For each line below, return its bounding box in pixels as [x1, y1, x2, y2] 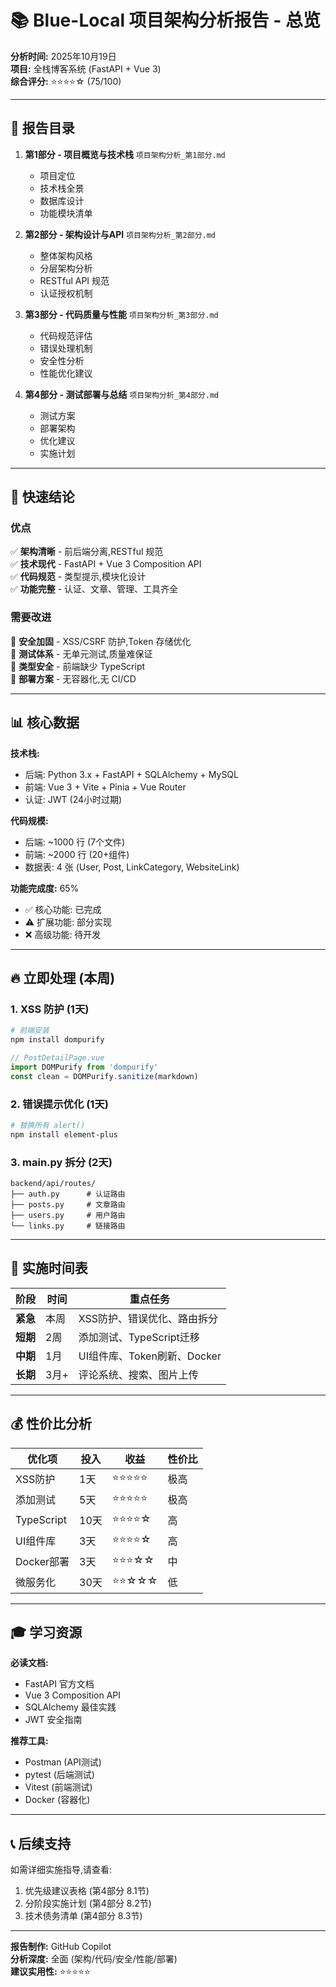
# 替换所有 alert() [10, 1120, 86, 1130]
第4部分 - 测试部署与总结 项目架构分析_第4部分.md [24, 388, 220, 400]
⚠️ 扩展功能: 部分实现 [24, 916, 113, 928]
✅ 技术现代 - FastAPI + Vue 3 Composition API [10, 558, 202, 570]
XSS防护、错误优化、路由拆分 [78, 1311, 219, 1325]
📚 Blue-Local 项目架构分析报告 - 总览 [10, 9, 321, 32]
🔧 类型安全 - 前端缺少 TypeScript [10, 660, 146, 672]
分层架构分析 [39, 262, 93, 274]
